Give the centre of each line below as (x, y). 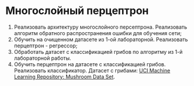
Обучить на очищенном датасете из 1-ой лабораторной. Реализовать (101, 39)
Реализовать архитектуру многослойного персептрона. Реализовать (101, 27)
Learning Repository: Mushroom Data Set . (64, 77)
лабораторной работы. (42, 58)
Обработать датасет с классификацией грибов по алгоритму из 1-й (98, 51)
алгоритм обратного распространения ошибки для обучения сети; (98, 33)
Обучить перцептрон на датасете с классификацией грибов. (90, 64)
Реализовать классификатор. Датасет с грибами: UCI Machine (92, 70)
